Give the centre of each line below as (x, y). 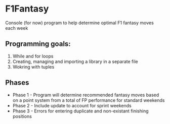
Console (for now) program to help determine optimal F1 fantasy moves (80, 23)
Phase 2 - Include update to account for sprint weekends (72, 105)
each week (17, 28)
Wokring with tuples (33, 67)
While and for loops (33, 56)
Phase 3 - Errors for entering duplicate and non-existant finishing (80, 111)
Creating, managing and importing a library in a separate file (75, 61)
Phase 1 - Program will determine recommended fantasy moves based (86, 95)
